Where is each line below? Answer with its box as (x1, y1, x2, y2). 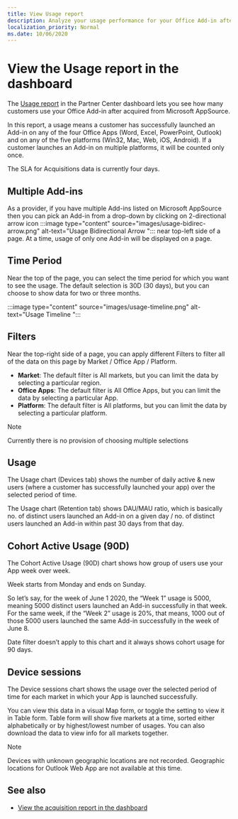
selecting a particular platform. (17, 408, 108, 417)
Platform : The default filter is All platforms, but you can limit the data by (17, 401, 227, 409)
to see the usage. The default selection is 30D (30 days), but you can (7, 281, 210, 290)
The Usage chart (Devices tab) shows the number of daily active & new (7, 475, 215, 484)
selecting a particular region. (17, 378, 102, 387)
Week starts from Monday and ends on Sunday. (7, 580, 147, 589)
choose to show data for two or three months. (7, 288, 142, 297)
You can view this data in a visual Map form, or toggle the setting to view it (7, 706, 225, 715)
